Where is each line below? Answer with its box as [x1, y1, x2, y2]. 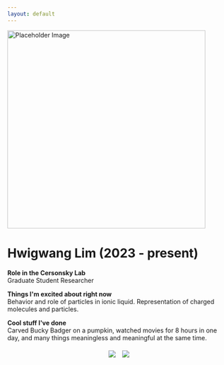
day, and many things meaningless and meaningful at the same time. [7, 333, 207, 342]
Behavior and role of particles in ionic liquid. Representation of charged [7, 297, 215, 306]
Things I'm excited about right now [7, 289, 112, 298]
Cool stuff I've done [7, 318, 67, 327]
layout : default [7, 10, 55, 18]
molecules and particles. [7, 305, 79, 313]
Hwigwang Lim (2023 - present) [7, 245, 199, 261]
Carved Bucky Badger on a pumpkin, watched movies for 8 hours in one [7, 326, 218, 335]
